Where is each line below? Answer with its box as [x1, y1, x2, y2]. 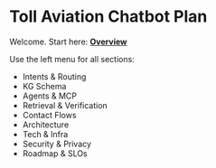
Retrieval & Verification [22, 99, 108, 110]
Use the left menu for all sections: [9, 53, 136, 64]
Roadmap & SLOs [22, 147, 88, 159]
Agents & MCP [22, 90, 78, 101]
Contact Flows [22, 109, 77, 120]
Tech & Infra [22, 128, 69, 139]
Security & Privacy [22, 138, 92, 149]
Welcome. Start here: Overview [9, 36, 127, 47]
